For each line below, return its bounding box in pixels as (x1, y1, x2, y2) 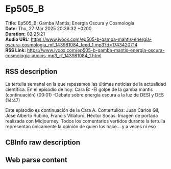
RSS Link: (5, 47, 27, 53)
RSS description (5, 67, 58, 76)
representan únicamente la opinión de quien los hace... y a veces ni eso (5, 123, 156, 129)
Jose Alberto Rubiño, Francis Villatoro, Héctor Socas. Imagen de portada (5, 112, 158, 118)
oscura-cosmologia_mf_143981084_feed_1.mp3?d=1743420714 (5, 41, 138, 47)
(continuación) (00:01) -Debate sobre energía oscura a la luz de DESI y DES (5, 91, 164, 98)
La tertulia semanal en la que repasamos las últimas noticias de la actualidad (5, 81, 166, 87)
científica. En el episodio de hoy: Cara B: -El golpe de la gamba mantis (5, 86, 153, 92)
